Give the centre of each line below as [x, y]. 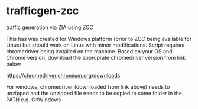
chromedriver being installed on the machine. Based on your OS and [89, 51]
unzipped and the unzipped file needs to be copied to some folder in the [94, 93]
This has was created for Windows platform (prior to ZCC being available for [99, 39]
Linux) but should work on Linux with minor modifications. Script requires [95, 45]
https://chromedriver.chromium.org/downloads [63, 75]
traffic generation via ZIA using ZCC [50, 27]
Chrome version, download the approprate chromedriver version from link [96, 57]
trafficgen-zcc [43, 11]
